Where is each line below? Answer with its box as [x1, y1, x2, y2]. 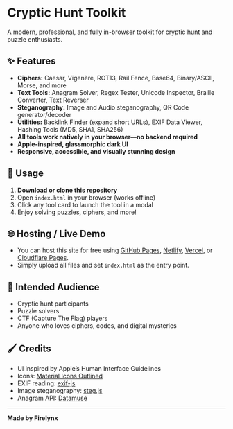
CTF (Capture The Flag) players [17, 314, 108, 323]
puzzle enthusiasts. [7, 35, 63, 43]
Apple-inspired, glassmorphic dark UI [17, 140, 128, 148]
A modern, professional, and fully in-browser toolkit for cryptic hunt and [7, 28, 213, 36]
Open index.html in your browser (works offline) [17, 193, 156, 202]
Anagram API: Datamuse [17, 394, 88, 402]
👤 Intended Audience [7, 281, 100, 292]
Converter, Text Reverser [17, 96, 89, 104]
